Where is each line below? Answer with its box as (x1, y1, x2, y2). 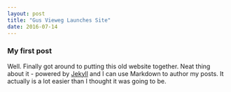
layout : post (7, 10, 45, 17)
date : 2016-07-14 (7, 23, 58, 30)
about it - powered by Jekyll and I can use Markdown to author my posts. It (7, 69, 224, 77)
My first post (7, 46, 52, 56)
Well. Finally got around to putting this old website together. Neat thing (7, 62, 211, 70)
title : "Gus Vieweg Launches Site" (7, 17, 111, 24)
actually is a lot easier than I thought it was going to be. (7, 77, 167, 85)
